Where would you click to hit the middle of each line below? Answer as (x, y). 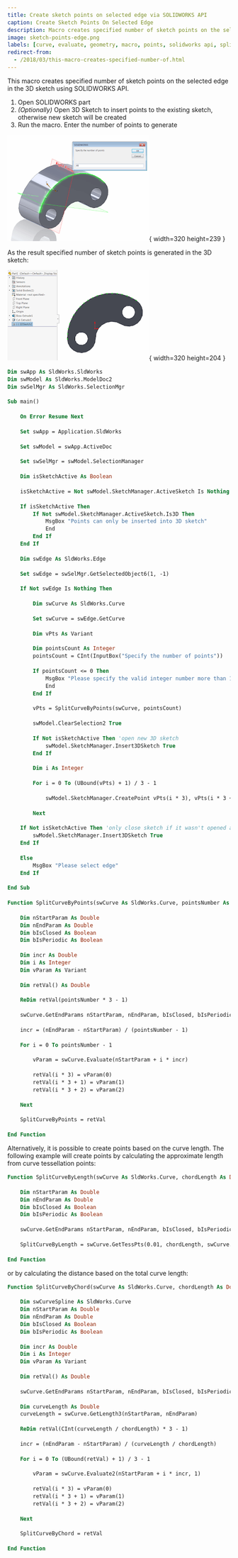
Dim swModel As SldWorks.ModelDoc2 (60, 379)
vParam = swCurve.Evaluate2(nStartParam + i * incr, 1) (117, 1474)
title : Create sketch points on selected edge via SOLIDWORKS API (107, 15)
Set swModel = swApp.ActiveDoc (66, 447)
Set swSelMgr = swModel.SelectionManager (82, 462)
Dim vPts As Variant (63, 634)
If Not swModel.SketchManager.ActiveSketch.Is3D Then (114, 514)
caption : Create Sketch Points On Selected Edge (80, 22)
